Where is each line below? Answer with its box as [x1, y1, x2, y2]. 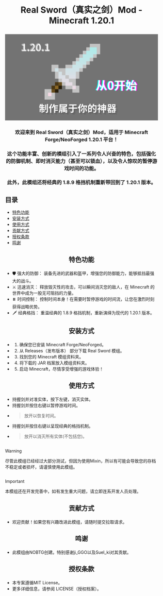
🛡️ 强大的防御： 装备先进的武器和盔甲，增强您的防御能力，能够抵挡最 [12, 270, 150, 276]
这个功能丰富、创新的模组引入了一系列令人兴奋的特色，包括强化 [7, 150, 156, 157]
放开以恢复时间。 [24, 413, 59, 419]
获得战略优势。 [12, 304, 42, 309]
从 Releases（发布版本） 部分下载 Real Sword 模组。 [19, 348, 125, 354]
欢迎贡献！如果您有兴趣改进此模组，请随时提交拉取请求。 [12, 519, 127, 525]
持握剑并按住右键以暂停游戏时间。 [12, 403, 81, 409]
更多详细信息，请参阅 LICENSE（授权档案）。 [12, 586, 101, 592]
